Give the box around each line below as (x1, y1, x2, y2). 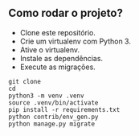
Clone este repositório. (19, 27, 96, 37)
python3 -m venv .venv (8, 92, 84, 100)
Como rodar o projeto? (8, 6, 123, 20)
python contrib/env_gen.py (8, 113, 99, 121)
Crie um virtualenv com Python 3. (19, 36, 131, 46)
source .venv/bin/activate (8, 98, 99, 107)
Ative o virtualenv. (19, 44, 80, 55)
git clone (8, 77, 42, 85)
